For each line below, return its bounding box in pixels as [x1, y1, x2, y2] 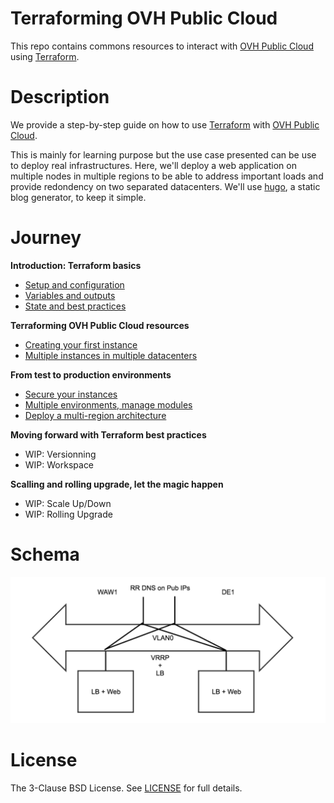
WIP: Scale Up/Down [24, 497, 112, 509]
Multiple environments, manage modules [24, 398, 193, 411]
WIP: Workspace [24, 458, 95, 471]
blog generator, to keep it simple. [10, 191, 147, 203]
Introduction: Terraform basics [10, 259, 142, 271]
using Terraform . [10, 50, 80, 62]
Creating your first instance [24, 338, 138, 351]
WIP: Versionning [24, 448, 97, 460]
